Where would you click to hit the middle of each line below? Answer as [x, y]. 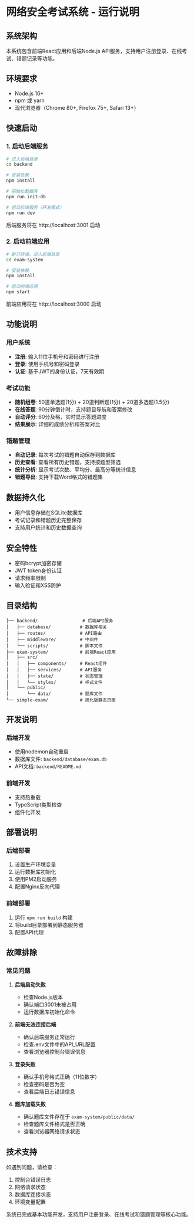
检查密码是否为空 [44, 1084]
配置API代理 [29, 932]
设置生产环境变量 [35, 864]
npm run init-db [26, 196]
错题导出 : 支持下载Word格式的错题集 [58, 477]
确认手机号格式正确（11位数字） [61, 1077]
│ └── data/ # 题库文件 [54, 694]
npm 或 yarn [30, 100]
